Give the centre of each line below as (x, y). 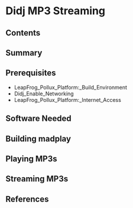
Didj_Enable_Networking (44, 94)
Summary (24, 52)
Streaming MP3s (37, 179)
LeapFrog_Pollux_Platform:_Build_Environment (71, 87)
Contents (23, 33)
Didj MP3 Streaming (56, 11)
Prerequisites (31, 73)
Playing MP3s (31, 159)
